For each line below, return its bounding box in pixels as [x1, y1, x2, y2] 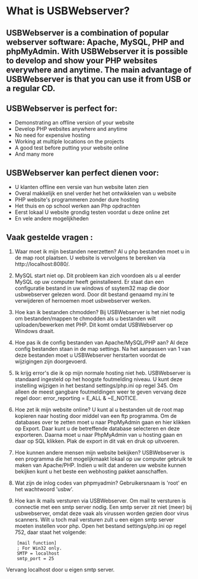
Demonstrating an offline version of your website [14, 119, 135, 126]
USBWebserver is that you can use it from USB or [6, 74, 191, 84]
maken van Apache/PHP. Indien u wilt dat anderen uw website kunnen [14, 462, 187, 469]
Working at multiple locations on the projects [14, 138, 124, 145]
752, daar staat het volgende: [14, 529, 87, 536]
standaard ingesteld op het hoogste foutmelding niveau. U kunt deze [14, 376, 183, 383]
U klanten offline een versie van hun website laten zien [14, 184, 149, 191]
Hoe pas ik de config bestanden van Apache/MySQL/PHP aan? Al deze [14, 339, 189, 346]
